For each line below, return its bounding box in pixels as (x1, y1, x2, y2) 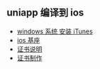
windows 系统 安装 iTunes (16, 27, 93, 36)
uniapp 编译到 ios (6, 6, 84, 19)
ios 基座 (16, 36, 40, 44)
